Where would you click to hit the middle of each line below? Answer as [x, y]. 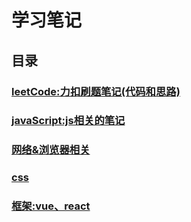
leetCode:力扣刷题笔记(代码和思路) [96, 91]
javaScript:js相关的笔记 [68, 121]
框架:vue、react [51, 206]
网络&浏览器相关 [51, 150]
